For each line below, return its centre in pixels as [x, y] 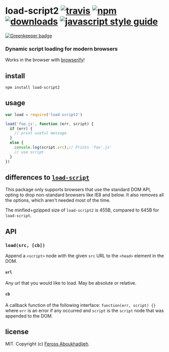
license [17, 331]
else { [17, 143]
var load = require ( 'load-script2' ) [44, 115]
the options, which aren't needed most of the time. [58, 200]
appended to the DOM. [29, 316]
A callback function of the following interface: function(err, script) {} [80, 305]
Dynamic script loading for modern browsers [61, 49]
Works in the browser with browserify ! [45, 60]
